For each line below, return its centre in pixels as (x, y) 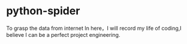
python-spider (43, 11)
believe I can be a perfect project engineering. (63, 34)
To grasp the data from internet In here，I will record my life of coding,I (94, 28)
